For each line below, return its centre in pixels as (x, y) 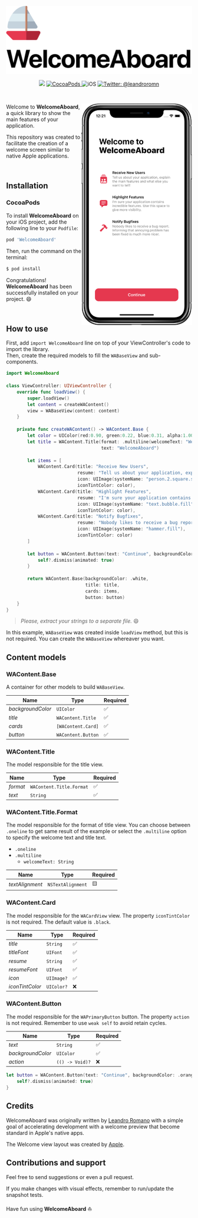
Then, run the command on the (44, 251)
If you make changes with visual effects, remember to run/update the (90, 1188)
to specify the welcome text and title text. (56, 837)
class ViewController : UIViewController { (59, 386)
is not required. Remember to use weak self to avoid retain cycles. (86, 1023)
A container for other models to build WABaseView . (65, 687)
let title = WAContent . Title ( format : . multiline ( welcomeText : (105, 442)
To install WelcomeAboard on (42, 215)
